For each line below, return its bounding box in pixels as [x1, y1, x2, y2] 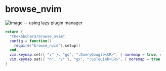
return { [5, 29, 23, 34]
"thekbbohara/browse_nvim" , [9, 34, 68, 39]
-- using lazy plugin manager [24, 20, 83, 26]
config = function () [9, 38, 52, 43]
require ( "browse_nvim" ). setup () [14, 43, 81, 48]
